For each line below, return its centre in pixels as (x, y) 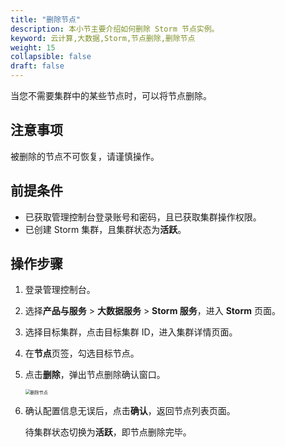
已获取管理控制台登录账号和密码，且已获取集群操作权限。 (143, 217)
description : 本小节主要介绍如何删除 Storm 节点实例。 (115, 29)
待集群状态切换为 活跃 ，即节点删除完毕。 (108, 432)
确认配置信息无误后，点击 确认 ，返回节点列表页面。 (130, 411)
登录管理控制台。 (60, 290)
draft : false (37, 66)
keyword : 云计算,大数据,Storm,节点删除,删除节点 (103, 38)
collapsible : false (51, 57)
